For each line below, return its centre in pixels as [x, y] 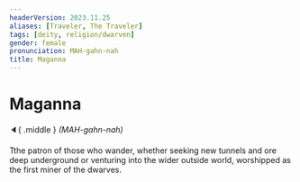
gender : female [38, 43]
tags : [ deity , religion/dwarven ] [72, 34]
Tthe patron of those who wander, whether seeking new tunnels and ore [143, 150]
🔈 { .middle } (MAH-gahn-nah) [66, 129]
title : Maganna [38, 59]
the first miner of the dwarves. [66, 169]
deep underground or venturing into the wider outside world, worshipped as [150, 159]
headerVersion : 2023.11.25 [60, 18]
